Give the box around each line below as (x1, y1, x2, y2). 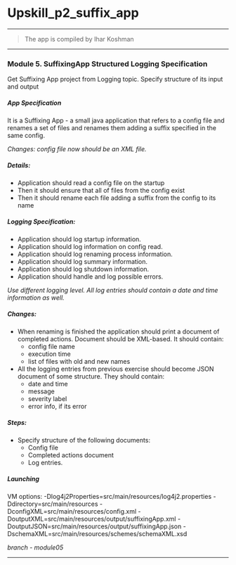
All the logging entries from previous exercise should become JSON (17, 364, 214, 374)
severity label (27, 395, 67, 403)
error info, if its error (27, 402, 87, 411)
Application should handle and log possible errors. (17, 272, 164, 281)
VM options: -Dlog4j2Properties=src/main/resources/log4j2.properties (7, 493, 212, 501)
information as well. (7, 293, 65, 302)
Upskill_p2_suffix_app (7, 5, 139, 21)
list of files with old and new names (27, 357, 131, 366)
